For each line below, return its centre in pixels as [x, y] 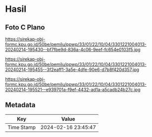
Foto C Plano [25, 27]
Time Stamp [22, 127]
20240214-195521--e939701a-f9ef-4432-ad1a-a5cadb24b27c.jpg [73, 89]
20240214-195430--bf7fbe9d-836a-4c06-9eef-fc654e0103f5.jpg [73, 50]
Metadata [20, 105]
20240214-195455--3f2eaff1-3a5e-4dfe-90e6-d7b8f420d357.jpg [72, 69]
